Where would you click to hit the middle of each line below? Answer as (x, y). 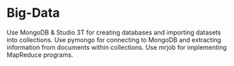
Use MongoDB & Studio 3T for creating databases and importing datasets (114, 32)
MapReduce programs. (40, 55)
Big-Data (34, 13)
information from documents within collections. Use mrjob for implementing (117, 47)
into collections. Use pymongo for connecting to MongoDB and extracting (114, 39)
